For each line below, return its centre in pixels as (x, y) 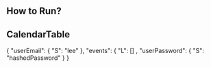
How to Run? (34, 11)
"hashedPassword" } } (38, 58)
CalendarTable (38, 34)
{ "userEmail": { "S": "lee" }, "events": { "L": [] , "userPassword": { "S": (105, 51)
